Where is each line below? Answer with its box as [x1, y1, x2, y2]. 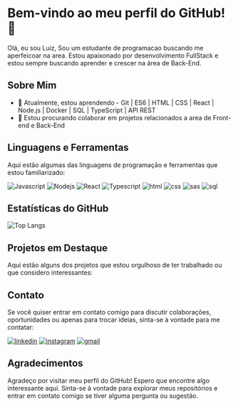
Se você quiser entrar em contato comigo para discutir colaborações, [7, 308, 212, 316]
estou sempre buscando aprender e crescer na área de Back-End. [7, 58, 202, 67]
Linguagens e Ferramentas [7, 142, 130, 154]
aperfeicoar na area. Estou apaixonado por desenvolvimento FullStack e [7, 51, 219, 60]
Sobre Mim [7, 80, 57, 92]
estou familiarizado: [7, 168, 66, 176]
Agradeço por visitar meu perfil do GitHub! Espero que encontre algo [7, 376, 210, 385]
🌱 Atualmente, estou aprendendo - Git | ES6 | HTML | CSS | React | [17, 98, 214, 107]
